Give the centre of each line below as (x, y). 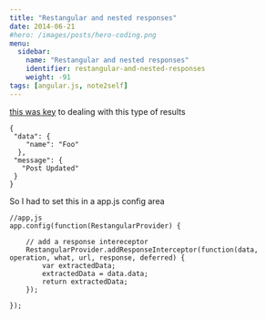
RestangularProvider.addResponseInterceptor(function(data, (142, 250)
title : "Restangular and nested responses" (93, 18)
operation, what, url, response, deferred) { (97, 257)
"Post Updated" (50, 168)
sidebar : (34, 52)
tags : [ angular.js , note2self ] (69, 86)
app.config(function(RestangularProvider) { (95, 226)
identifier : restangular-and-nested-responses (116, 69)
